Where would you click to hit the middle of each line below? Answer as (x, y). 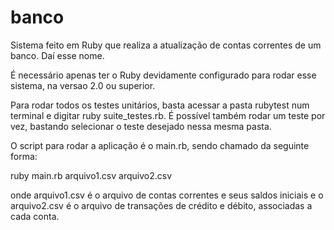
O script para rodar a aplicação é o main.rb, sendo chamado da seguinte (160, 145)
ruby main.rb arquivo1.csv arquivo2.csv (91, 175)
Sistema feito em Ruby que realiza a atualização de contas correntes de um (166, 45)
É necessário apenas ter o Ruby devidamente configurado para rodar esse (163, 75)
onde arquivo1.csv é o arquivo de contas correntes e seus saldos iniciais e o (167, 195)
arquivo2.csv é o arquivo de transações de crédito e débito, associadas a (161, 205)
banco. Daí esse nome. (57, 55)
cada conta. (35, 216)
